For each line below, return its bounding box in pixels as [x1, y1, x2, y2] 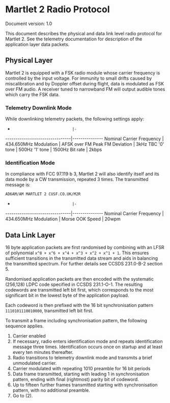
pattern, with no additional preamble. [12, 387, 90, 393]
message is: [5, 182, 31, 188]
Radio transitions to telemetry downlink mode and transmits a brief [12, 354, 153, 361]
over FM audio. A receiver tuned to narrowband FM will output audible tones [5, 86, 165, 92]
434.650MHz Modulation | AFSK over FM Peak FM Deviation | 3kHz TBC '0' [5, 141, 164, 147]
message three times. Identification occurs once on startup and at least [12, 344, 163, 350]
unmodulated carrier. [12, 360, 57, 366]
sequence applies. [5, 323, 44, 329]
